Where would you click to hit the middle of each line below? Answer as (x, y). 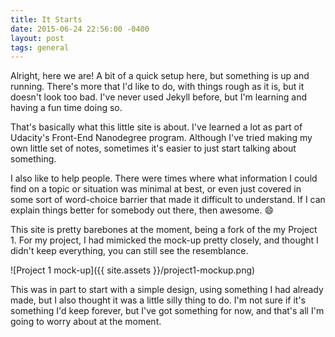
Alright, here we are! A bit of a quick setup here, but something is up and (160, 76)
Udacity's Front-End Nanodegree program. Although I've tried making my (161, 138)
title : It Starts (46, 19)
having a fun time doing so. (66, 108)
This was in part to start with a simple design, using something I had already (167, 290)
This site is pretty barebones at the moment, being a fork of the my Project (164, 230)
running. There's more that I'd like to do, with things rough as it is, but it (157, 87)
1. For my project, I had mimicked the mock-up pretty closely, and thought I (164, 240)
